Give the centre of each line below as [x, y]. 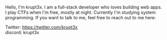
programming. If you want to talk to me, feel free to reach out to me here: [81, 18]
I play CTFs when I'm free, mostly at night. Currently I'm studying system [81, 12]
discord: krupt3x [22, 32]
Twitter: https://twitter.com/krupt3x [41, 27]
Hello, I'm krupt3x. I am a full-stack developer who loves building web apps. [83, 7]
